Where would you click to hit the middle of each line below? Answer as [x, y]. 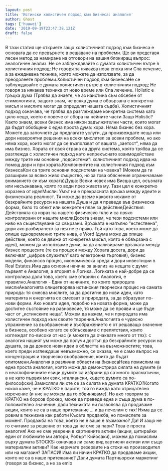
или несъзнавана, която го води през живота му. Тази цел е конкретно [81, 186]
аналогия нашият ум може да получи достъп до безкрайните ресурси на [83, 341]
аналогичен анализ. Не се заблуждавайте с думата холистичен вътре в [82, 63]
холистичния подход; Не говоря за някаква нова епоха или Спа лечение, [83, 69]
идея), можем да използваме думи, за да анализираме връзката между [83, 245]
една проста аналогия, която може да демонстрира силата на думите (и [83, 367]
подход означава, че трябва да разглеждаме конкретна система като [80, 111]
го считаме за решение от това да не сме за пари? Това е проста [75, 426]
